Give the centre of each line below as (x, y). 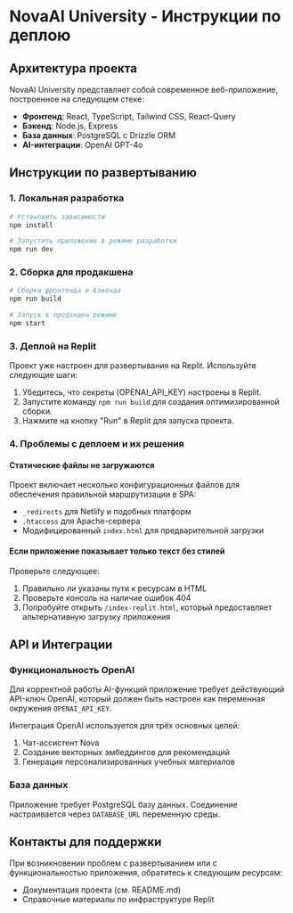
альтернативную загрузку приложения (96, 616)
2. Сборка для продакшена (71, 272)
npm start (28, 324)
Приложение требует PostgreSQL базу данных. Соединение (123, 804)
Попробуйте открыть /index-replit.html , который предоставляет (147, 607)
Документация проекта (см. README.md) (102, 890)
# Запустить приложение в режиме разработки (93, 241)
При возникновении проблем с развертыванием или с (114, 863)
